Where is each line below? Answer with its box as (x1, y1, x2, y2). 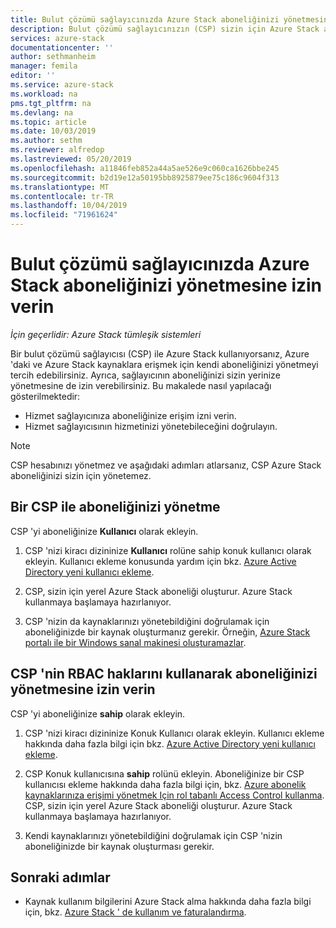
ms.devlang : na (10, 107, 74, 118)
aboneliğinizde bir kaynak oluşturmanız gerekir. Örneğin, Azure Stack (24, 626, 311, 638)
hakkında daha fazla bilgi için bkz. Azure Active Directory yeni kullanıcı (24, 737, 316, 750)
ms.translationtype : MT (10, 182, 110, 192)
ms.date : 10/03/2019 (10, 126, 97, 136)
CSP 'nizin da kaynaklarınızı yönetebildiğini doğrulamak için (24, 615, 270, 627)
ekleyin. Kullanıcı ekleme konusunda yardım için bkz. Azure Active (24, 555, 297, 567)
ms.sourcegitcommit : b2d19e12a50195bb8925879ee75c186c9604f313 (10, 172, 280, 183)
